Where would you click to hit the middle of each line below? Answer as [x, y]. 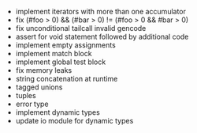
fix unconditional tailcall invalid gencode [81, 28]
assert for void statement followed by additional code [102, 36]
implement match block [54, 53]
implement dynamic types [58, 112]
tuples [26, 95]
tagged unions [39, 87]
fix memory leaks [44, 70]
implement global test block [61, 62]
